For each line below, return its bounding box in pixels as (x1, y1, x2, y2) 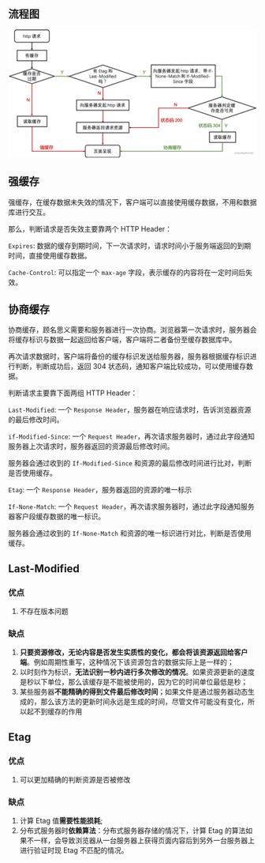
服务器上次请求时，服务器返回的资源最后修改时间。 (8, 442, 174, 451)
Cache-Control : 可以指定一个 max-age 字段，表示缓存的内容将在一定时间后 (8, 267, 246, 277)
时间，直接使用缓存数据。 (8, 251, 91, 260)
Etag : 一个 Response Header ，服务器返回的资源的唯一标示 (8, 485, 192, 495)
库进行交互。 (8, 207, 50, 217)
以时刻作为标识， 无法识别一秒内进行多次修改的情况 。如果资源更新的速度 (19, 667, 255, 677)
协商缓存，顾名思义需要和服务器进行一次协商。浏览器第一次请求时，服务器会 (8, 325, 257, 334)
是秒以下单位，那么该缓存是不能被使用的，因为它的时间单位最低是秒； (19, 677, 248, 687)
